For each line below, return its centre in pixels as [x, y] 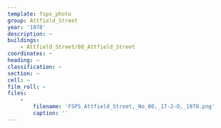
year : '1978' [27, 27]
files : [17, 93]
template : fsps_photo [40, 14]
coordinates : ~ [30, 54]
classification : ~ [35, 67]
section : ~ [24, 73]
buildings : [24, 41]
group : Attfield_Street [43, 21]
